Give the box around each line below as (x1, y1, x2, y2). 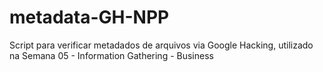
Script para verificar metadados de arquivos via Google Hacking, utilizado (9, 39, 314, 51)
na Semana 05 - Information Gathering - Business (9, 49, 214, 61)
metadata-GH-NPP (9, 6, 170, 29)
